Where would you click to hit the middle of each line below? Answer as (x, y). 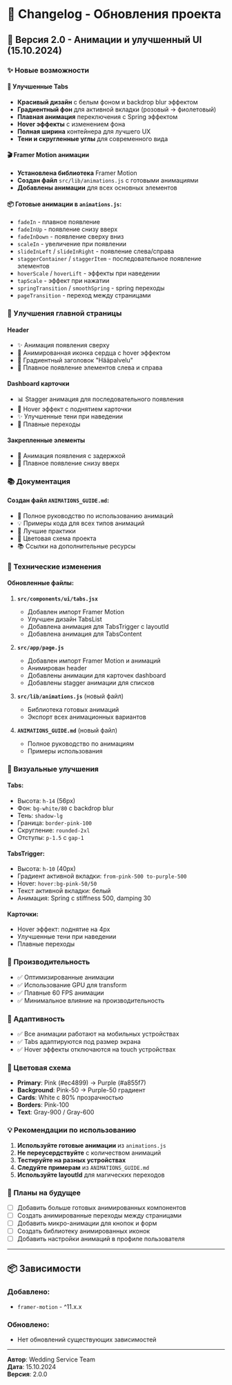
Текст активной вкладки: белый (64, 891)
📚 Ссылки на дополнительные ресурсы (76, 546)
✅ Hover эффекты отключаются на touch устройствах (96, 1049)
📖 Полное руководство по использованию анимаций (95, 515)
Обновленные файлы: (41, 583)
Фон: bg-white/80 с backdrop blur (65, 808)
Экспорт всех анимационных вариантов (87, 717)
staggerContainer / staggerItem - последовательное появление (109, 259)
